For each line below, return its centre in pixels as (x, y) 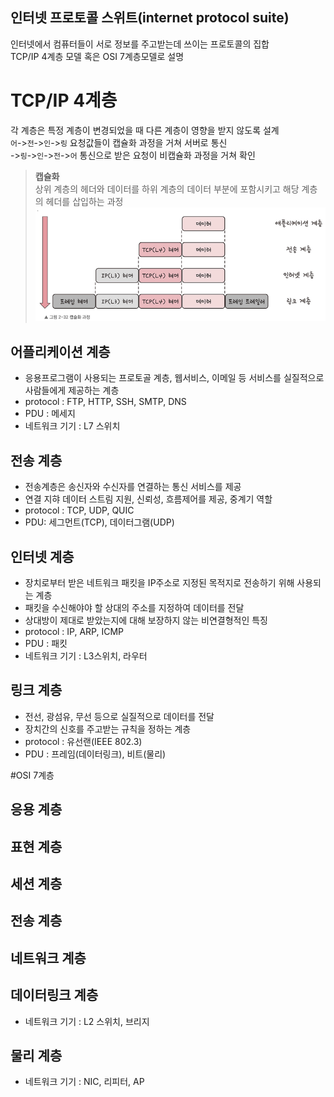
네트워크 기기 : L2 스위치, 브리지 (87, 1021)
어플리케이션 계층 (60, 351)
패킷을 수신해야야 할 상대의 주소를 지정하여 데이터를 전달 (134, 607)
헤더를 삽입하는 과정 (84, 201)
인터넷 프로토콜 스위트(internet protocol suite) (150, 18)
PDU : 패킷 (46, 643)
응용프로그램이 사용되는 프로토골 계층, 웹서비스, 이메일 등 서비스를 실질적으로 (174, 378)
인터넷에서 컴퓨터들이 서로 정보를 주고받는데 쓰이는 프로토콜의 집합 (140, 44)
